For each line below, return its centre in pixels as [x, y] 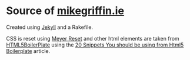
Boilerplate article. [28, 51]
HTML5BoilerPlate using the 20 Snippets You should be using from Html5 [95, 45]
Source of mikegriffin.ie [65, 11]
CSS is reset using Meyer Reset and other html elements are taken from [93, 38]
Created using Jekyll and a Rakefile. [49, 27]
